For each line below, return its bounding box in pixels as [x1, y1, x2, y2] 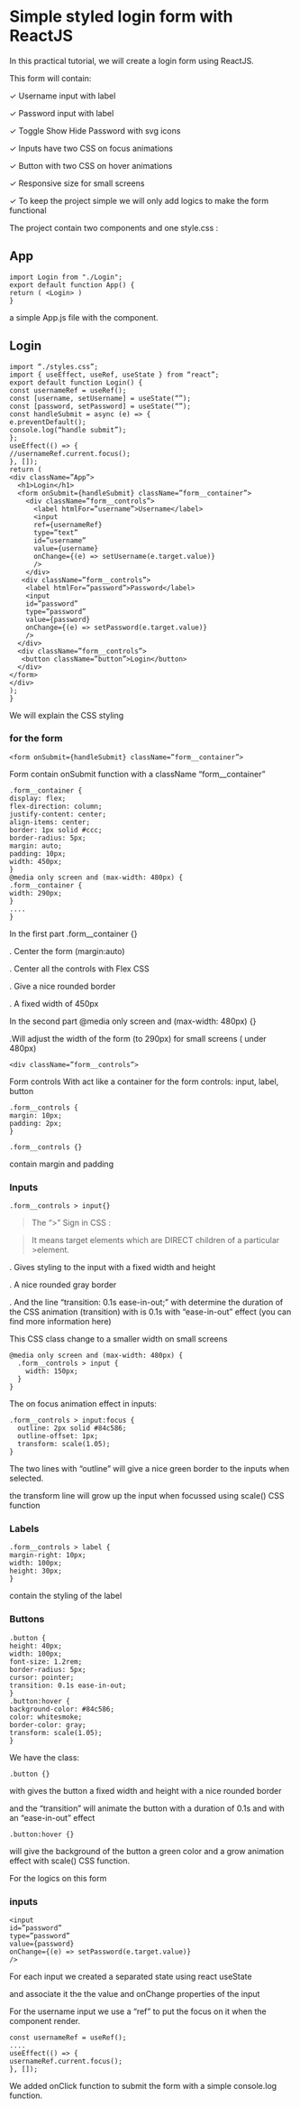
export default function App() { [9, 280, 135, 290]
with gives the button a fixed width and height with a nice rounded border [9, 1785, 282, 1796]
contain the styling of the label [9, 1591, 123, 1602]
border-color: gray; [9, 1720, 87, 1730]
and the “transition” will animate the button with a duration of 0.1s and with [9, 1803, 286, 1814]
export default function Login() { [9, 377, 143, 387]
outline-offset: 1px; [17, 1432, 99, 1441]
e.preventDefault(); [9, 417, 87, 426]
